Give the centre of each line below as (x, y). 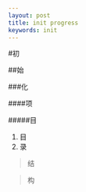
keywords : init (33, 30)
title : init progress (43, 23)
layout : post (29, 15)
